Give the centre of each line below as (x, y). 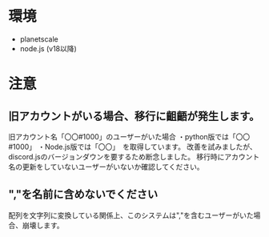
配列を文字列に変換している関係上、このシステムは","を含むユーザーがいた (131, 215)
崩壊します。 (43, 225)
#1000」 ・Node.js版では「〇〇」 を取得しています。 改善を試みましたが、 (133, 147)
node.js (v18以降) (48, 48)
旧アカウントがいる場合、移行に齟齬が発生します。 (134, 116)
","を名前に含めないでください (83, 194)
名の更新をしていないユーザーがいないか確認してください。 (106, 167)
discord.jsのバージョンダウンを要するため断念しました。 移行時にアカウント (134, 156)
